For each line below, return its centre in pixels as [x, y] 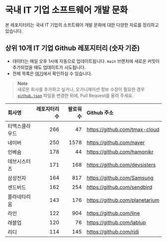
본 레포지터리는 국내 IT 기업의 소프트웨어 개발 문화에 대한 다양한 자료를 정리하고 [82, 25]
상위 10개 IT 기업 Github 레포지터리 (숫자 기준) [73, 48]
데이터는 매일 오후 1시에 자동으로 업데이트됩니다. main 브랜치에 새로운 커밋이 [86, 61]
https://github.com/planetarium [123, 200]
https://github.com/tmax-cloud [123, 129]
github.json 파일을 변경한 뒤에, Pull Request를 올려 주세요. [75, 95]
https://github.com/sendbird [120, 187]
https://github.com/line [113, 213]
